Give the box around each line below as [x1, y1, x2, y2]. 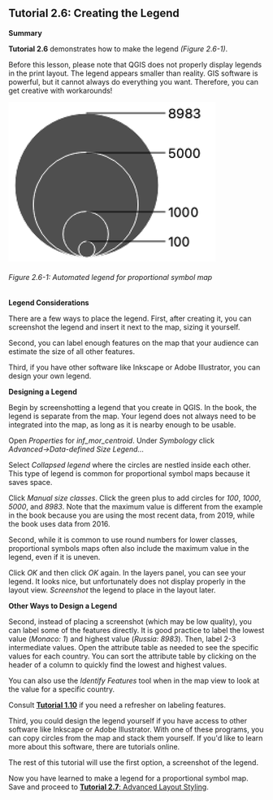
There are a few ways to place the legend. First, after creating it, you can [8, 313, 252, 324]
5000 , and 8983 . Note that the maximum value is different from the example [8, 502, 263, 512]
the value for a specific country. [8, 684, 115, 694]
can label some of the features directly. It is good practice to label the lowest [8, 626, 265, 636]
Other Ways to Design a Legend [8, 601, 118, 611]
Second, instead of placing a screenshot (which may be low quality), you [8, 617, 252, 627]
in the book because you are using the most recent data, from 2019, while [8, 510, 255, 520]
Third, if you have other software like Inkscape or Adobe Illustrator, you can [8, 362, 261, 373]
